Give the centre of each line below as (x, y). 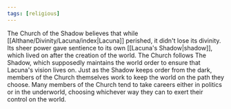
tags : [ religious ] (33, 13)
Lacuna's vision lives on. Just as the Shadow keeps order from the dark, (110, 70)
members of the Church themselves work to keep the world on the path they (116, 77)
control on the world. (37, 99)
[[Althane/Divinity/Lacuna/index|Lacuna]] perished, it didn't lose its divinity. (114, 40)
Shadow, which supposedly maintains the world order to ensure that (104, 62)
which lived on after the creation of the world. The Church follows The (107, 55)
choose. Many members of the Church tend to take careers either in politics (115, 84)
